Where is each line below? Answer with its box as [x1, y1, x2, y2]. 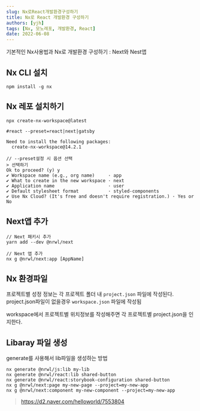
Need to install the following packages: [6, 138, 111, 144]
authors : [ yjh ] [6, 20, 44, 26]
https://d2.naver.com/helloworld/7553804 [20, 398, 125, 405]
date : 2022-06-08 [6, 31, 50, 37]
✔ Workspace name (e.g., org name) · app [6, 172, 122, 179]
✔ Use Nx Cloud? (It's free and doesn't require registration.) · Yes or [6, 193, 195, 200]
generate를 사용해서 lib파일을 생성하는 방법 [6, 355, 108, 362]
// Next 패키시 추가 [6, 234, 51, 240]
